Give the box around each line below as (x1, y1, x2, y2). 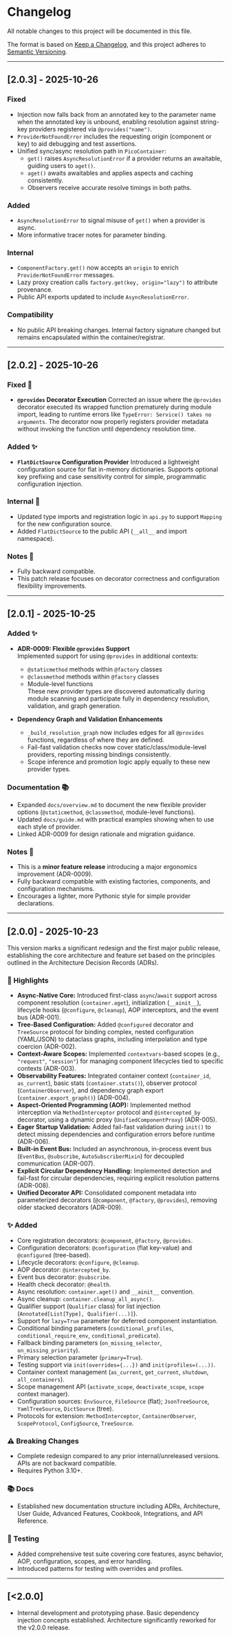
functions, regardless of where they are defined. (27, 736, 165, 744)
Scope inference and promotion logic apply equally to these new (27, 758, 211, 766)
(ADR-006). (16, 1137, 50, 1146)
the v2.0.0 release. (16, 1623, 71, 1631)
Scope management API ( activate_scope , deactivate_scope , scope (16, 1382, 205, 1391)
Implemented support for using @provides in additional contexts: (16, 652, 199, 660)
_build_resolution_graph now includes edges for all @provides (27, 728, 204, 736)
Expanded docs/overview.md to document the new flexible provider (16, 801, 206, 809)
